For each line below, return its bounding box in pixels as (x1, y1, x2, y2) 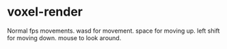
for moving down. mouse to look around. (7, 33, 122, 42)
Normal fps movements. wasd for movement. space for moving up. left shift (7, 27, 220, 35)
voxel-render (7, 4, 83, 20)
